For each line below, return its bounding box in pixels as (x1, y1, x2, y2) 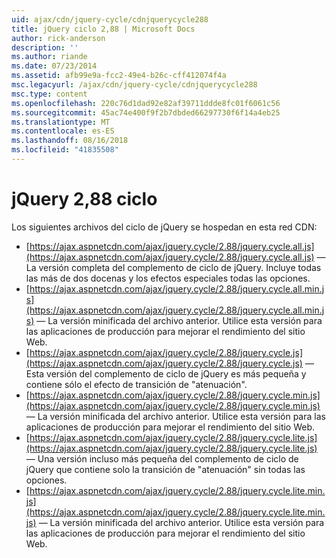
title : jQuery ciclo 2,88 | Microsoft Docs (11, 24, 196, 34)
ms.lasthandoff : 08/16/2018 (11, 136, 129, 146)
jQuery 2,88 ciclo (11, 188, 158, 211)
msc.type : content (11, 89, 88, 99)
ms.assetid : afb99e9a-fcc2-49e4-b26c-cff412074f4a (11, 71, 227, 81)
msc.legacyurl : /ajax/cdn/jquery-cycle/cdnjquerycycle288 (11, 80, 258, 90)
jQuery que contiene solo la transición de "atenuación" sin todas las (25, 463, 306, 475)
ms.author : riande (11, 52, 88, 62)
